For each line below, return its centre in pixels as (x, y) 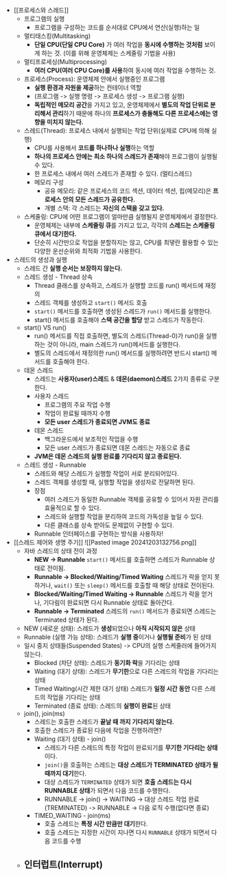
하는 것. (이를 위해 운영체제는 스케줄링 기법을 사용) (109, 53)
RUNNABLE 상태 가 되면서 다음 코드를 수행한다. (107, 791)
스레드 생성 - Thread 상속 (58, 277)
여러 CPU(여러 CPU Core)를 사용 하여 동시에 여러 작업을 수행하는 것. (125, 70)
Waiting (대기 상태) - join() (70, 739)
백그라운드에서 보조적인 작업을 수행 (91, 439)
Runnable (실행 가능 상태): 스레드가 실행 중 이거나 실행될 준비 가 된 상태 (117, 637)
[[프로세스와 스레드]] (41, 10)
